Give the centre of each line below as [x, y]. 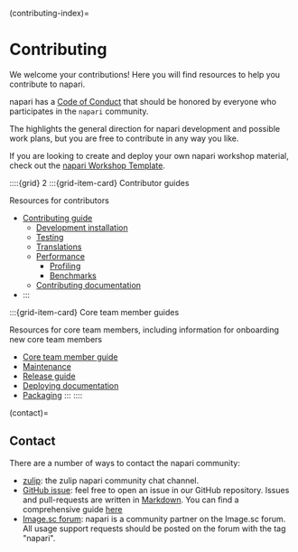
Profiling [65, 266]
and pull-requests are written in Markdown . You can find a [130, 500]
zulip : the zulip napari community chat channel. [111, 480]
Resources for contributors [60, 200]
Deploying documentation [70, 385]
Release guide [49, 376]
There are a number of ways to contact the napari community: [125, 463]
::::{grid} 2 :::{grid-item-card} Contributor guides [99, 182]
